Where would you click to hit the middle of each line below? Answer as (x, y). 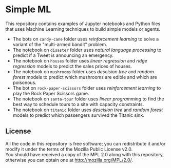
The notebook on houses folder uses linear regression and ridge (80, 60)
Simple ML (28, 9)
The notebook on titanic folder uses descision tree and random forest (88, 110)
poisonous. (25, 82)
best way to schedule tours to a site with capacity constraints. (78, 104)
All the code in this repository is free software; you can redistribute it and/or (85, 143)
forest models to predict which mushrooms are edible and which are (85, 77)
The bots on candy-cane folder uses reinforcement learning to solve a (86, 39)
